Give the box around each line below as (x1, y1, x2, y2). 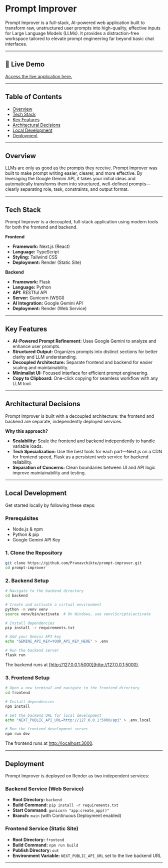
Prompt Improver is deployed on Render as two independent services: (5, 773, 149, 779)
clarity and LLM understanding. (12, 354, 77, 360)
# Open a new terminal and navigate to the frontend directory (5, 686, 140, 691)
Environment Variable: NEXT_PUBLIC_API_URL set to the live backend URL (12, 852, 161, 858)
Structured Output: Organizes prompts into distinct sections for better (12, 349, 158, 355)
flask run (5, 653, 26, 658)
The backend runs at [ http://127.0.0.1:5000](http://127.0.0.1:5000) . (5, 662, 139, 668)
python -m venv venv (5, 607, 48, 612)
